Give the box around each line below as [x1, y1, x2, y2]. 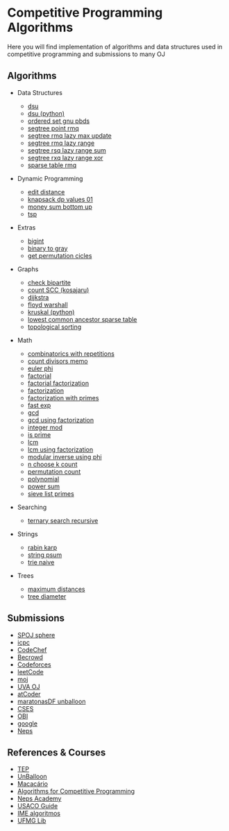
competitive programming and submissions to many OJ [7, 50, 165, 58]
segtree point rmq [27, 123, 80, 132]
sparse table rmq [27, 161, 77, 169]
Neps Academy [17, 794, 62, 803]
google [17, 719, 38, 728]
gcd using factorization [27, 415, 94, 424]
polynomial [27, 474, 60, 483]
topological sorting [27, 323, 82, 331]
